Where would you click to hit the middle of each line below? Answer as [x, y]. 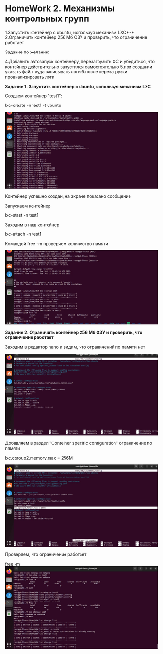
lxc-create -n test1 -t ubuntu [33, 105]
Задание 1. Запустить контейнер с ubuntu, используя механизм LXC [78, 86]
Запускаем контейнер [28, 206]
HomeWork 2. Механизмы [60, 9]
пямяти [13, 448]
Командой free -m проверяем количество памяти [57, 243]
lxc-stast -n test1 [22, 215]
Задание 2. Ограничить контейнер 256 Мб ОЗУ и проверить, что [74, 332]
